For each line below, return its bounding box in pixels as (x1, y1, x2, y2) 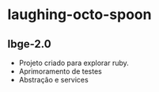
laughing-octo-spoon (7, 6, 152, 24)
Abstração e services (18, 75, 89, 84)
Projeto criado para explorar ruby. (18, 58, 130, 67)
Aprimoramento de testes (18, 67, 102, 76)
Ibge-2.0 (7, 37, 52, 51)
